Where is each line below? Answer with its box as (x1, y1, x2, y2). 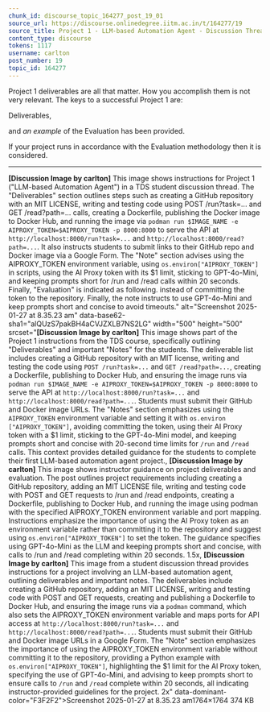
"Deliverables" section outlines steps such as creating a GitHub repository (8, 190, 254, 200)
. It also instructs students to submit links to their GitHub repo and (37, 242, 255, 251)
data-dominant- (174, 686, 227, 697)
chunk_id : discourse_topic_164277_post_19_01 (8, 11, 163, 20)
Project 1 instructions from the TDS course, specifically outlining (8, 336, 221, 346)
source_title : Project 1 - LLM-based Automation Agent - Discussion (8, 27, 243, 35)
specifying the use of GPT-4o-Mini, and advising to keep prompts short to (8, 669, 253, 679)
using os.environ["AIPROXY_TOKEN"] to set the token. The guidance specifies (8, 532, 261, 542)
